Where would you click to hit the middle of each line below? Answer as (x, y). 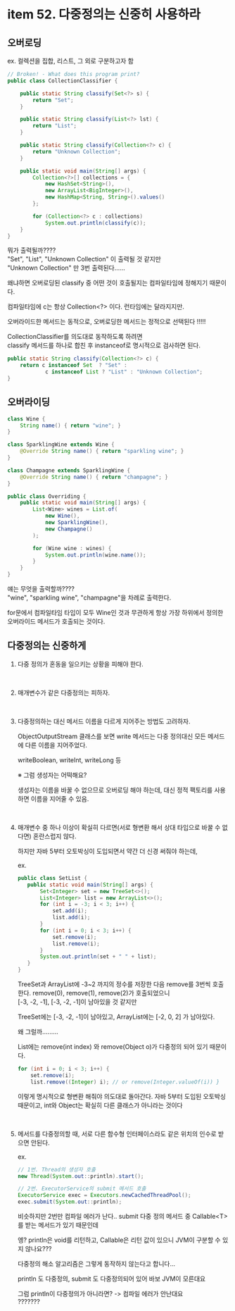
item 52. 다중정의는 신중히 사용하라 (104, 14)
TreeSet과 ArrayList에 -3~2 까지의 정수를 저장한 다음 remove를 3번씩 (114, 984)
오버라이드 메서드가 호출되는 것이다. (56, 621)
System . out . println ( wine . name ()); (95, 555)
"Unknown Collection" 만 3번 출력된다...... (66, 268)
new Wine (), (62, 516)
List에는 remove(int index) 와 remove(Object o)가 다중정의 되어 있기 (113, 1046)
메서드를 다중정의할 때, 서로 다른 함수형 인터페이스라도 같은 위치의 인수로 (117, 1133)
